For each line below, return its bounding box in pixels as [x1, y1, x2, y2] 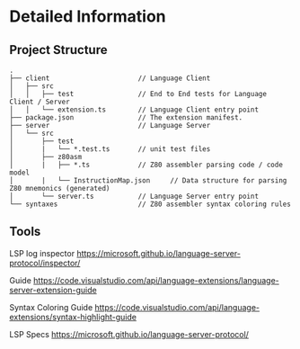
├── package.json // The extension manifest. [9, 113, 243, 122]
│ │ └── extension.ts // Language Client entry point [9, 105, 259, 114]
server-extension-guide [9, 284, 97, 295]
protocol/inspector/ [9, 257, 81, 268]
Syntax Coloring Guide [9, 301, 93, 312]
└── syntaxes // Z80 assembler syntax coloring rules [9, 200, 292, 209]
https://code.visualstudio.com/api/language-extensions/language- [32, 274, 280, 285]
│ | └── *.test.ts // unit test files [9, 145, 211, 154]
